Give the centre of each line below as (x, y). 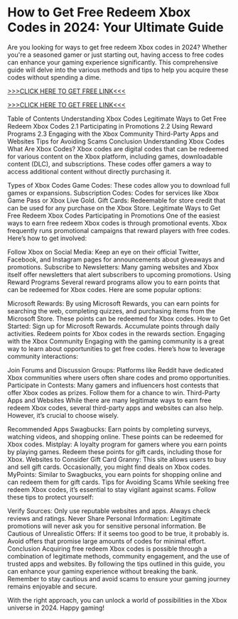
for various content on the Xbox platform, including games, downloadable (115, 156)
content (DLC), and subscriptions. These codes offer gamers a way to (109, 163)
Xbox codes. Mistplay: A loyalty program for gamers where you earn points (117, 444)
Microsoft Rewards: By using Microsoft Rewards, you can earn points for (113, 303)
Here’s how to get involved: (47, 238)
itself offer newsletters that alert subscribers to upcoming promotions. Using (119, 274)
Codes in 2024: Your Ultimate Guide (115, 27)
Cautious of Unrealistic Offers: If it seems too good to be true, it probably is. (118, 533)
